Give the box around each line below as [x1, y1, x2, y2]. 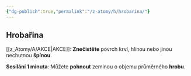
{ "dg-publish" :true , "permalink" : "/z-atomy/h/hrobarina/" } [6, 8, 150, 15]
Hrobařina [6, 30, 44, 40]
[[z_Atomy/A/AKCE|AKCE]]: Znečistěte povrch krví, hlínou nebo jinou [6, 46, 172, 53]
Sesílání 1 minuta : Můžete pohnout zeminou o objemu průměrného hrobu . [6, 63, 186, 70]
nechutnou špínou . [6, 52, 52, 59]
